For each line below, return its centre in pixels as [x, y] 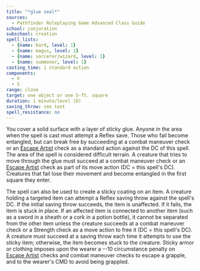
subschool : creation [32, 34]
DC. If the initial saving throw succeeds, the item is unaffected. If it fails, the [99, 204]
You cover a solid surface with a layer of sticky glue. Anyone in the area [94, 129]
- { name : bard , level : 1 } [44, 46]
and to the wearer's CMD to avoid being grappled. [68, 262]
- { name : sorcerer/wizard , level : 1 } [59, 56]
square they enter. [29, 180]
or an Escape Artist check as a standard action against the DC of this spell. [98, 148]
